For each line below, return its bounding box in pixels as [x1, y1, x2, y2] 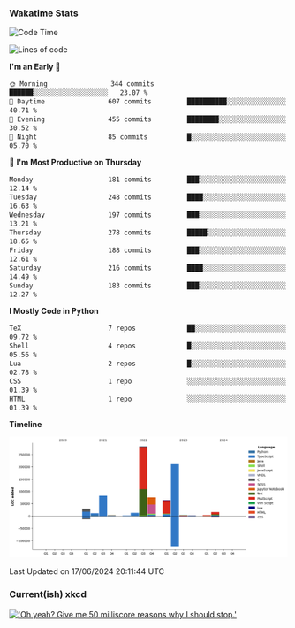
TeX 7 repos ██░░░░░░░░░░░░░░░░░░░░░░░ [9, 324, 287, 333]
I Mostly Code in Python [9, 306, 99, 317]
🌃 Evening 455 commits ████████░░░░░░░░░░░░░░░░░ [9, 115, 287, 124]
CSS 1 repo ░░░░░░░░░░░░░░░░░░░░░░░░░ [9, 377, 287, 387]
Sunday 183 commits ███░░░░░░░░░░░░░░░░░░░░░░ [9, 281, 287, 290]
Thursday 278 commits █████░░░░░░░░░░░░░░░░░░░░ [9, 228, 287, 237]
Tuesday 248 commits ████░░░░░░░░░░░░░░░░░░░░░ [9, 193, 287, 202]
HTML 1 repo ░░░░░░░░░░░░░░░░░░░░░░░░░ [9, 394, 287, 404]
